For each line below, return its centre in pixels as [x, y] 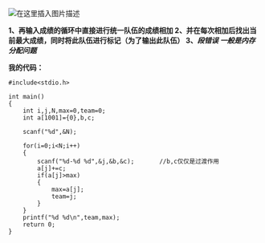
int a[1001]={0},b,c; [59, 118]
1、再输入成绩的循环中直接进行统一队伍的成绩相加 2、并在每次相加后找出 [129, 30]
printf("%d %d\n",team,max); [71, 217]
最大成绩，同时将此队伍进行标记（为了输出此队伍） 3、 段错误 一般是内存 [135, 40]
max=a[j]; [67, 189]
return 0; [39, 225]
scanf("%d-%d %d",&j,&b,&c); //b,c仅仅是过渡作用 [128, 161]
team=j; [64, 196]
